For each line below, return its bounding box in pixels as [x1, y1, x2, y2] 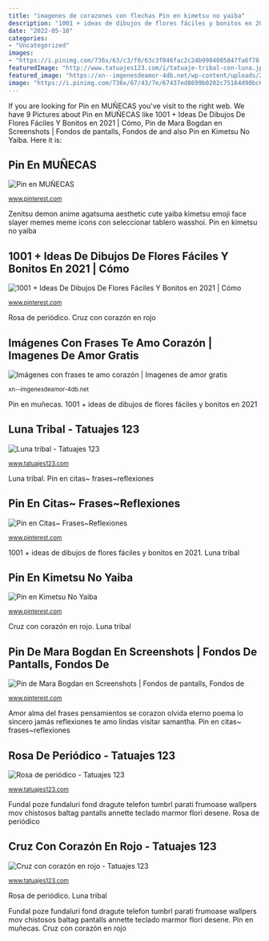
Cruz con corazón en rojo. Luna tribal [8, 622, 131, 631]
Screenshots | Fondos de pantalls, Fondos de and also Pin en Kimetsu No [8, 126, 251, 136]
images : [8, 49, 34, 57]
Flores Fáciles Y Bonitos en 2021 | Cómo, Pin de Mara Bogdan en [8, 118, 223, 128]
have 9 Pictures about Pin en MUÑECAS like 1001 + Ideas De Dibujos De [8, 109, 246, 119]
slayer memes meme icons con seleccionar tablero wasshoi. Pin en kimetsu [8, 217, 258, 227]
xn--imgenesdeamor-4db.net [8, 385, 90, 393]
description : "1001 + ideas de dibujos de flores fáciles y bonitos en [8, 19, 252, 27]
